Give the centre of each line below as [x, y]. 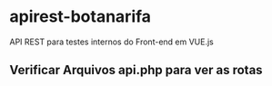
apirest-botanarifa [81, 17]
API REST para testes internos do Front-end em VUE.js [111, 42]
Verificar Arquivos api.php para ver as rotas [136, 70]
